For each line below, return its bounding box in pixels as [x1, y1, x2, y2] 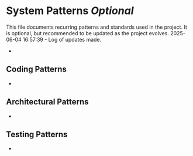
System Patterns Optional [6, 4, 134, 18]
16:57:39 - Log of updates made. [22, 36, 102, 43]
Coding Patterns [6, 65, 67, 74]
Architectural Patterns [6, 97, 89, 107]
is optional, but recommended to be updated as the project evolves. [6, 29, 170, 36]
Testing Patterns [6, 129, 68, 139]
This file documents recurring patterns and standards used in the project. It [6, 23, 187, 30]
